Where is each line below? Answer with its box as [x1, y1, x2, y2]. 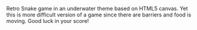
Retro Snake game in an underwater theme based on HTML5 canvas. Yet [6, 5, 188, 12]
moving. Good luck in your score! [6, 18, 89, 24]
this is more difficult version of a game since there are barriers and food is [6, 11, 192, 18]
